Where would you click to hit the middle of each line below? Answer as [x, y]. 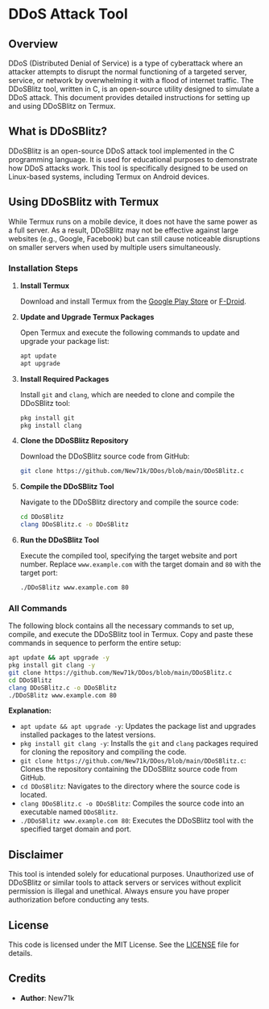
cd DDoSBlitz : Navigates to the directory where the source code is [130, 786]
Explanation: [30, 710]
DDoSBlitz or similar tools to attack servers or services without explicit [125, 883]
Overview [33, 44]
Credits [27, 979]
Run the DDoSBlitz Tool [59, 540]
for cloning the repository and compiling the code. [103, 752]
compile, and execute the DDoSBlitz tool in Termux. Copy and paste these [131, 634]
